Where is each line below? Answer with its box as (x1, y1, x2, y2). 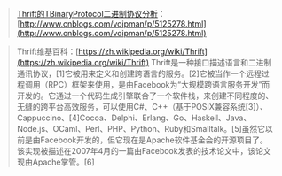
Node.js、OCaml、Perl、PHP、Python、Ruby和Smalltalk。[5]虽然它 (16, 124, 266, 134)
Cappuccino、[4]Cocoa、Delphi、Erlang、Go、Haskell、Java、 (16, 112, 252, 123)
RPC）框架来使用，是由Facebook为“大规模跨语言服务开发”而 (47, 80, 270, 89)
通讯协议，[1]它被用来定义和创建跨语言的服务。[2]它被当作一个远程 (16, 68, 262, 79)
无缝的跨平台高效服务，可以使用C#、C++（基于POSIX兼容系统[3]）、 (16, 102, 268, 111)
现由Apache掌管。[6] (16, 157, 95, 167)
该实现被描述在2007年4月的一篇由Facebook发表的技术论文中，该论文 (16, 146, 271, 156)
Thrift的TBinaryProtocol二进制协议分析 (16, 9, 159, 19)
